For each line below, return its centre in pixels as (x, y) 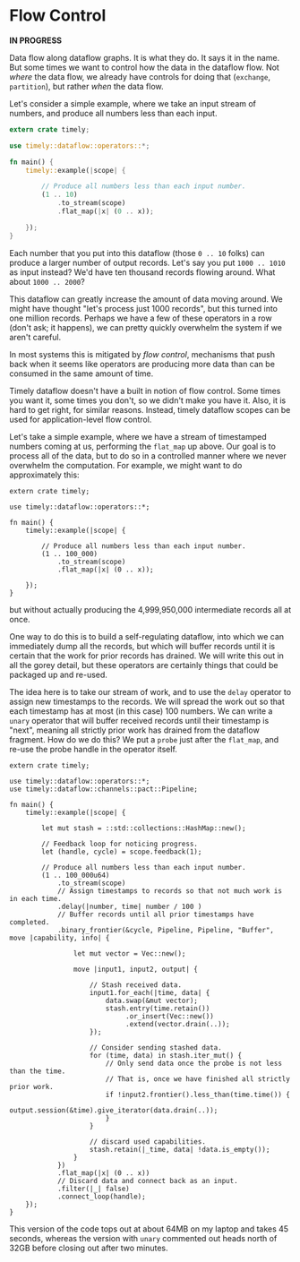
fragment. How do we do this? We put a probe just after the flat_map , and (144, 739)
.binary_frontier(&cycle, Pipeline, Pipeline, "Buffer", (166, 930)
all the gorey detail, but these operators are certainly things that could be (144, 665)
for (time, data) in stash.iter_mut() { (166, 1055)
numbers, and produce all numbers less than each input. (113, 113)
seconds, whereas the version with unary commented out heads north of (143, 1238)
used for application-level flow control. (81, 419)
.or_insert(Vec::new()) (170, 1016)
